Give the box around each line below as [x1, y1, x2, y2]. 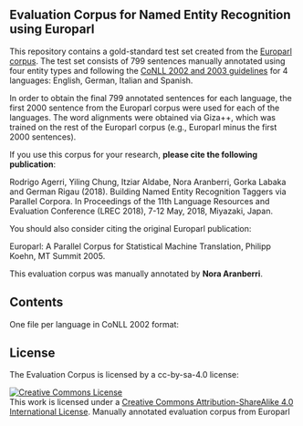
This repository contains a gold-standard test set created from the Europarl [9, 46, 292, 57]
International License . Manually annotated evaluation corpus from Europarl [9, 406, 290, 418]
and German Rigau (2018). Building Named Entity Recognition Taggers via [9, 186, 287, 197]
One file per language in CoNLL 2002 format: [9, 318, 180, 329]
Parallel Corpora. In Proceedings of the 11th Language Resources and [9, 195, 270, 206]
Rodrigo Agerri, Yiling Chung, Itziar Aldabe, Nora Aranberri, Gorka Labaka [9, 176, 287, 187]
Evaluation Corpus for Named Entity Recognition [9, 7, 291, 23]
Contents [9, 295, 64, 310]
